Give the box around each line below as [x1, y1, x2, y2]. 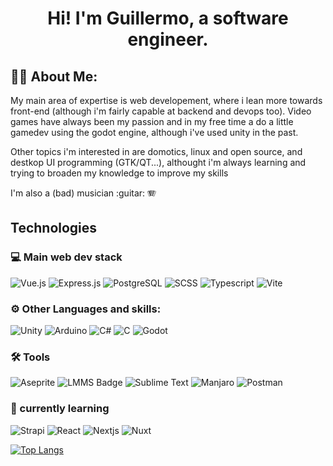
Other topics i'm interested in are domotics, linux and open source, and [10, 146, 303, 157]
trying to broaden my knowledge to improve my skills [10, 167, 229, 179]
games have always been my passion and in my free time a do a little [10, 116, 294, 127]
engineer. [127, 28, 209, 51]
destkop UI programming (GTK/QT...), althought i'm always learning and [10, 157, 307, 168]
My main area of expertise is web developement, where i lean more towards [10, 95, 323, 106]
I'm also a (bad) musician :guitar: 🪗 [10, 187, 157, 199]
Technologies [10, 220, 98, 237]
